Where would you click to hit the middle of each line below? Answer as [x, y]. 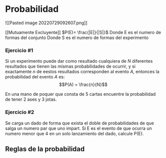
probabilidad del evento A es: [35, 77]
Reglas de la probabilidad [45, 149]
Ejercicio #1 [19, 50]
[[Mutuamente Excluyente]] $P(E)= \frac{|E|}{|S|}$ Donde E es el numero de [83, 32]
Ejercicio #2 [20, 112]
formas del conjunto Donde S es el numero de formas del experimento [77, 38]
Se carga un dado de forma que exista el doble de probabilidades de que [80, 123]
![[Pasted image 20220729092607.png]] [46, 23]
